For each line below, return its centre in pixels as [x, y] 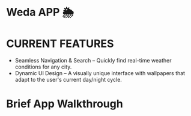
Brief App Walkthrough [65, 104]
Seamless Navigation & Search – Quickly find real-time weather [93, 61]
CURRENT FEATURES [60, 44]
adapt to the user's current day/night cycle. [68, 80]
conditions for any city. [43, 67]
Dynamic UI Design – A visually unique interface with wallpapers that [100, 73]
